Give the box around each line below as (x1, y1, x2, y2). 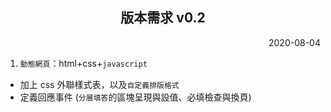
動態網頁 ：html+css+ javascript (19, 57, 148, 69)
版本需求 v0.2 (120, 9, 206, 27)
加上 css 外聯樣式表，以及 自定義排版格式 (19, 78, 180, 90)
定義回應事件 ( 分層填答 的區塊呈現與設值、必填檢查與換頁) (19, 91, 252, 103)
